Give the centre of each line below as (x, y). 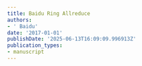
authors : (20, 20)
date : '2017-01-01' (35, 33)
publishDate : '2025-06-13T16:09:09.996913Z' (72, 39)
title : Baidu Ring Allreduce (49, 13)
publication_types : (35, 45)
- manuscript (26, 52)
